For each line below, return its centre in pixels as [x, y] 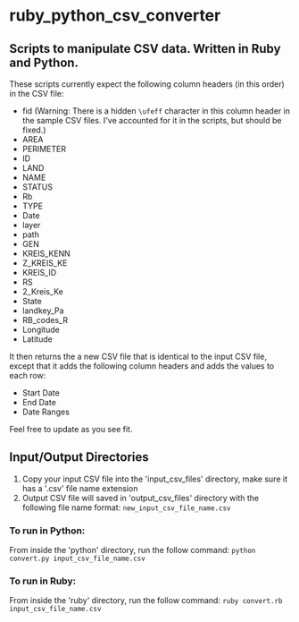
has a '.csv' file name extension [80, 488]
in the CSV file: [37, 94]
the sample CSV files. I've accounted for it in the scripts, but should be [152, 120]
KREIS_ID [39, 273]
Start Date [41, 393]
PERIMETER [44, 149]
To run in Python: [47, 531]
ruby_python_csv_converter [115, 16]
